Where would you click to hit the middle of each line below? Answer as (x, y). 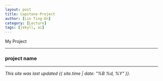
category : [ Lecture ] (26, 23)
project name (21, 59)
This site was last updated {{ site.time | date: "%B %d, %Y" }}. (68, 74)
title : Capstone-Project (30, 14)
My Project (16, 41)
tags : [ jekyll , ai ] (25, 28)
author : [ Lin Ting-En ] (28, 18)
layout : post (18, 9)
